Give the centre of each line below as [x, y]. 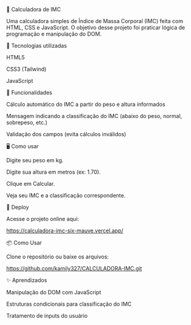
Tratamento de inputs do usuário [47, 316]
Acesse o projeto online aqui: [43, 219]
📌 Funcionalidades [29, 93]
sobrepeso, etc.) [27, 122]
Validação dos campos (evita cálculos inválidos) [66, 134]
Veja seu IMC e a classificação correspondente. [66, 195]
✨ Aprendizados [27, 280]
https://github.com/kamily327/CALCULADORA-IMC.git [74, 268]
